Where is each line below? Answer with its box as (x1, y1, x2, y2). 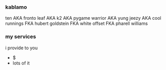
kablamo (5, 4, 27, 11)
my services (5, 33, 36, 40)
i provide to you (5, 45, 38, 51)
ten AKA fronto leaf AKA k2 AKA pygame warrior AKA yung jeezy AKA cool (5, 15, 161, 21)
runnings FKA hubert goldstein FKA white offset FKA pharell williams (5, 20, 148, 26)
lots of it (12, 60, 30, 66)
